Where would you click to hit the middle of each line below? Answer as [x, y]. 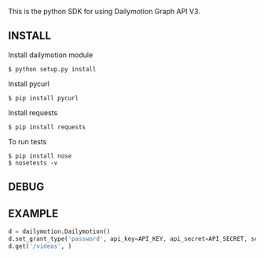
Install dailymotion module [51, 55]
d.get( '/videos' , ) [40, 246]
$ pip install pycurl [44, 98]
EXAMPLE [33, 214]
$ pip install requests [47, 127]
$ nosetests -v [33, 163]
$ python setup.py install [52, 69]
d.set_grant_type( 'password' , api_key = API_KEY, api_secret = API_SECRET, [128, 238]
